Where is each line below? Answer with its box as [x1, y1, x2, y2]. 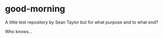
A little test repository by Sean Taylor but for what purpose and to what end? [5, 19, 159, 25]
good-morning [5, 3, 66, 14]
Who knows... [5, 28, 33, 34]
